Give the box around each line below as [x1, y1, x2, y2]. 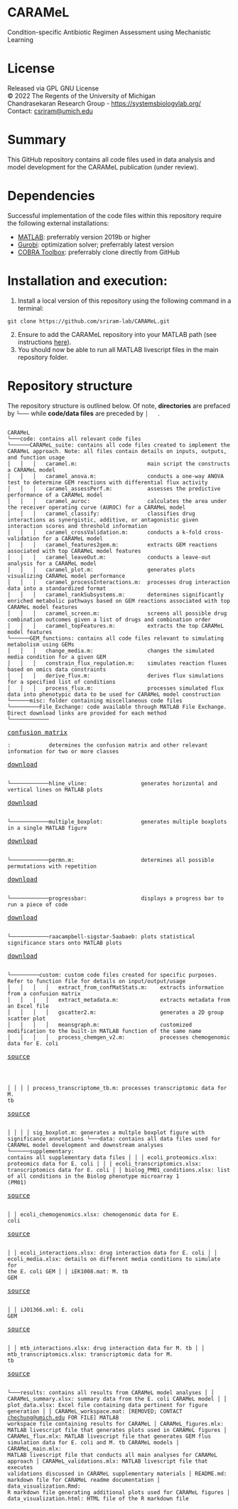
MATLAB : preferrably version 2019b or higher [17, 232, 151, 241]
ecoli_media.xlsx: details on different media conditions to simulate [7, 1255, 221, 1262]
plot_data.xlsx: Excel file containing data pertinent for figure [7, 1401, 208, 1409]
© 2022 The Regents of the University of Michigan [7, 91, 156, 100]
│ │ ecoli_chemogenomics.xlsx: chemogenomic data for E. [7, 1210, 180, 1218]
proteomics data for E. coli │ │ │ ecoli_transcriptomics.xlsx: [7, 1160, 202, 1167]
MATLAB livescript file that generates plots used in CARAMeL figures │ [7, 1426, 227, 1433]
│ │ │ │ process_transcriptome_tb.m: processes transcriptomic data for [7, 1084, 227, 1091]
